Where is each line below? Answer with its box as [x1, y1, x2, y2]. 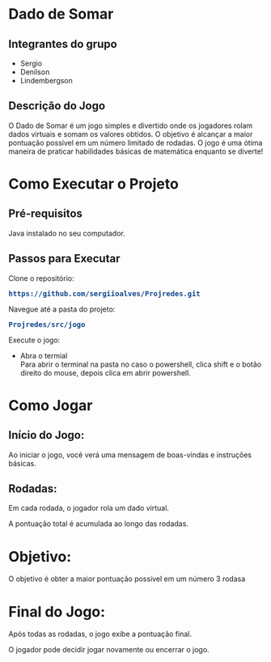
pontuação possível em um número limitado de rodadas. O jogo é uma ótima [8, 138, 263, 147]
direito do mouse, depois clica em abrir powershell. [19, 367, 192, 377]
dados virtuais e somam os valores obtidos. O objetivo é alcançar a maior [8, 129, 253, 138]
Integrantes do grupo [8, 37, 117, 51]
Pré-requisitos [8, 207, 83, 221]
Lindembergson [19, 76, 73, 85]
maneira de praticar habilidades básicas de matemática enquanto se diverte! [8, 146, 264, 156]
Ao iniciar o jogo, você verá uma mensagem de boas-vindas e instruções [8, 450, 252, 460]
